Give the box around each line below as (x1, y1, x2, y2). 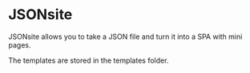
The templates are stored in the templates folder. (8, 56, 169, 65)
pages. (8, 40, 31, 49)
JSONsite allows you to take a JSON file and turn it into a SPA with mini (8, 32, 243, 41)
